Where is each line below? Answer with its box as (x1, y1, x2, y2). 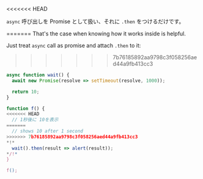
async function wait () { (6, 72, 70, 78)
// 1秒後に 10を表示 (12, 117, 59, 123)
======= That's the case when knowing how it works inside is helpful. (6, 30, 186, 37)
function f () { (6, 105, 45, 112)
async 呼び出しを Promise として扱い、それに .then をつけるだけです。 (6, 18, 185, 25)
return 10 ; (12, 89, 40, 95)
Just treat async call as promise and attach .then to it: (6, 42, 141, 49)
